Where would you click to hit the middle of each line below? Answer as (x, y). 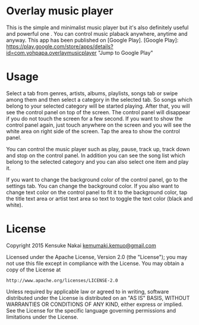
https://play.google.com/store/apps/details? (60, 46)
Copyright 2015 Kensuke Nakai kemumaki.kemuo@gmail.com (81, 245)
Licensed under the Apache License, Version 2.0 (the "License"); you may (97, 257)
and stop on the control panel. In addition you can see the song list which (96, 155)
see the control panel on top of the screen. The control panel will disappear (98, 112)
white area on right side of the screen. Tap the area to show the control (93, 131)
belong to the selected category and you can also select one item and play (97, 161)
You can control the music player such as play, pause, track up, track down (98, 149)
